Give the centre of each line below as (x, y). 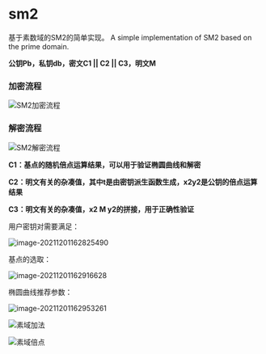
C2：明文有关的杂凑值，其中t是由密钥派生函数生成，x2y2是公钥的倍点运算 (133, 182)
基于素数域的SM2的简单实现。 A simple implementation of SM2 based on (130, 37)
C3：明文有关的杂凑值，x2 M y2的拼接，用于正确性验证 (101, 209)
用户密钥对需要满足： (44, 226)
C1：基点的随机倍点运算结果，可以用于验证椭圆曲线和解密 (105, 164)
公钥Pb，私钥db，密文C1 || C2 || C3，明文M (82, 63)
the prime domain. (39, 46)
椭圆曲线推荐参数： (40, 292)
